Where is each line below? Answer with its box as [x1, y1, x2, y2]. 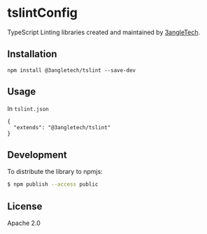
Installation [7, 48, 57, 60]
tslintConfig [7, 5, 78, 21]
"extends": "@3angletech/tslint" [13, 124, 111, 131]
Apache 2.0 [7, 219, 41, 228]
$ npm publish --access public [7, 181, 99, 188]
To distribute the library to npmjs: [7, 168, 103, 176]
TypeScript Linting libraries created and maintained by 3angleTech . [7, 28, 201, 36]
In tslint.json [7, 104, 49, 112]
